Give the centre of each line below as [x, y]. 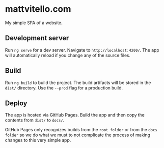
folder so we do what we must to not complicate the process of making [78, 135]
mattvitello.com [38, 9]
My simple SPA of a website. [34, 23]
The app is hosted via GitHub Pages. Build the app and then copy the [75, 115]
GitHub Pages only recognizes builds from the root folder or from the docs [81, 130]
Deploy [16, 103]
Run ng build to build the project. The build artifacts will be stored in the [78, 83]
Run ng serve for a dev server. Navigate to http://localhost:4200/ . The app [82, 50]
